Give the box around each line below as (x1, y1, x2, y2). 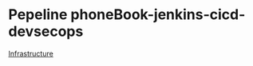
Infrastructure (8, 49, 53, 58)
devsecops (8, 22, 84, 41)
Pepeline (8, 6, 68, 24)
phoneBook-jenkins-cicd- (70, 6, 246, 24)
